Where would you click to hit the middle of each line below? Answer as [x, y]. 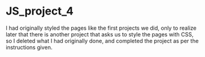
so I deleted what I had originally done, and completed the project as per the [102, 41]
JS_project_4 [40, 11]
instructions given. [29, 47]
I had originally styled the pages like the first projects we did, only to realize [101, 28]
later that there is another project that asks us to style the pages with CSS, [100, 34]
